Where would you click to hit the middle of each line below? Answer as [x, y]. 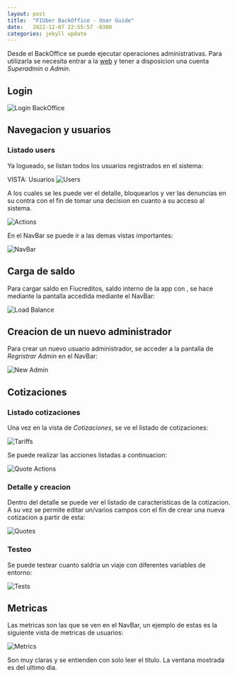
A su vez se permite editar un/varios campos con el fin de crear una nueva [116, 510]
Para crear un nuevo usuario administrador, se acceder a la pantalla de [110, 349]
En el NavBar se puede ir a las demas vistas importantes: [90, 235]
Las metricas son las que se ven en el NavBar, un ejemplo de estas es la [112, 625]
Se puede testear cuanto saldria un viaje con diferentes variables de [107, 565]
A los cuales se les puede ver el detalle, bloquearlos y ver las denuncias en [117, 193]
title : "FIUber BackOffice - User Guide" [71, 20]
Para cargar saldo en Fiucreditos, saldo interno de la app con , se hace [110, 288]
